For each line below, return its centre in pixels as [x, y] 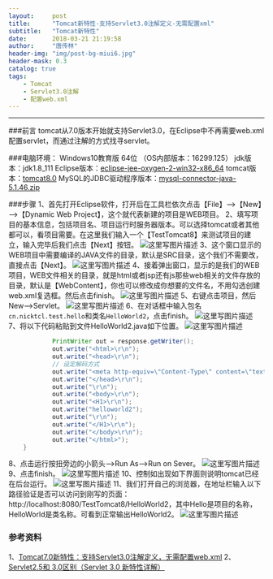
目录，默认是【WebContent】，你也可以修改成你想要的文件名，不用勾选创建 [134, 286]
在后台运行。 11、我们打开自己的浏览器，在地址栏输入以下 [135, 484]
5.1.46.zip [24, 188]
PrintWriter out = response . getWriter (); [123, 342]
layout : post [38, 16]
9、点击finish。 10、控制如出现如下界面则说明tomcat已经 [134, 474]
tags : [17, 76]
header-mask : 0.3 [38, 62]
